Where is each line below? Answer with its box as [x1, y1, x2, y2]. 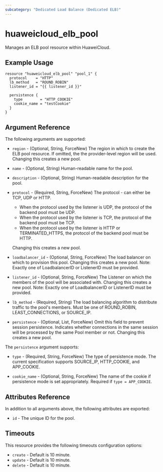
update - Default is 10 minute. [12, 457, 71, 463]
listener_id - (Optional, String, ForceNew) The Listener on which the [12, 274, 152, 280]
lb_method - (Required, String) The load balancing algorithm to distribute [12, 299, 157, 305]
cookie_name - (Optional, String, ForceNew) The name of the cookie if [12, 373, 151, 379]
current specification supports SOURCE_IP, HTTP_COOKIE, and [12, 359, 140, 365]
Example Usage [5, 58, 54, 66]
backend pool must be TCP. [19, 220, 76, 226]
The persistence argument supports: [5, 344, 79, 350]
